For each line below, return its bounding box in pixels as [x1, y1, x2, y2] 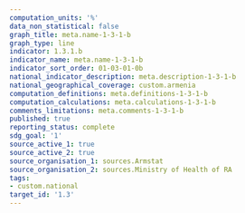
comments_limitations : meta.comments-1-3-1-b [9, 106, 184, 115]
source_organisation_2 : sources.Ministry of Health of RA [9, 165, 232, 174]
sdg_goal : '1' [9, 131, 63, 140]
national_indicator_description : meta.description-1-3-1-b [9, 73, 237, 82]
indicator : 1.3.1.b [9, 47, 83, 56]
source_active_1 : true [9, 140, 95, 149]
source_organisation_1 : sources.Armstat [9, 156, 165, 166]
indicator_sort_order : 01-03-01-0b [9, 64, 144, 73]
